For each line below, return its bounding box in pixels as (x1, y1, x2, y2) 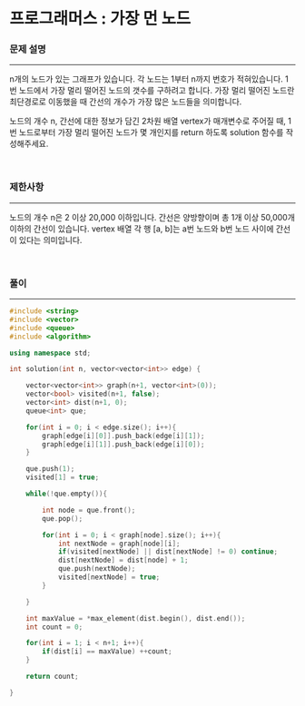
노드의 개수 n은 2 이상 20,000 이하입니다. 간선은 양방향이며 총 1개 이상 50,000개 (9, 211, 295, 222)
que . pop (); (42, 514, 84, 523)
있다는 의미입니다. (18, 234, 83, 245)
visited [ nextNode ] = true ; (57, 573, 161, 582)
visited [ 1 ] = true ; (25, 473, 100, 482)
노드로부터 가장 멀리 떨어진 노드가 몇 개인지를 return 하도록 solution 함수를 (18, 127, 284, 138)
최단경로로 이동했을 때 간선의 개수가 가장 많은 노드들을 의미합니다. (9, 96, 242, 107)
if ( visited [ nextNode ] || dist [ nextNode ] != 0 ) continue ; (57, 547, 279, 556)
